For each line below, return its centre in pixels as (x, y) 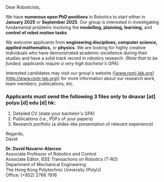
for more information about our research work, (108, 78)
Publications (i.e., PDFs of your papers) (53, 119)
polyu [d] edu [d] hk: (31, 102)
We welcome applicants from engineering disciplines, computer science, (82, 42)
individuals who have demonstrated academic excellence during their (77, 53)
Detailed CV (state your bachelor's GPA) (54, 113)
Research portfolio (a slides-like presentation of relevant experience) (83, 124)
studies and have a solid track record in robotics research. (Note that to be (82, 58)
